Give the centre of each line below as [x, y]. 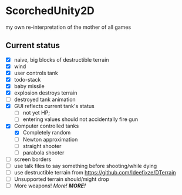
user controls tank [36, 73]
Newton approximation [50, 139]
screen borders [33, 159]
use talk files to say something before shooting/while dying [85, 166]
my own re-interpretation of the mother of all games [68, 27]
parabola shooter [43, 152]
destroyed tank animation [45, 100]
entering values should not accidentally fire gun [80, 119]
